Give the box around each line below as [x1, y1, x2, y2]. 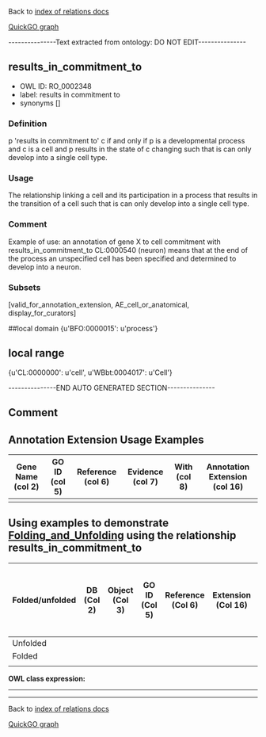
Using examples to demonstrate [8, 517, 169, 530]
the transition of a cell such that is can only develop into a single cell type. [8, 199, 249, 208]
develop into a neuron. [8, 262, 82, 272]
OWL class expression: [8, 674, 85, 683]
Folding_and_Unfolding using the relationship [8, 529, 237, 542]
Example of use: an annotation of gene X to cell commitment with [8, 237, 222, 246]
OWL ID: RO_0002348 [19, 81, 93, 90]
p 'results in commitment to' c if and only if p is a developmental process [8, 136, 245, 146]
